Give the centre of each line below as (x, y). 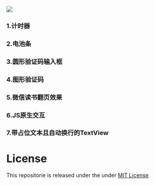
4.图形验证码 (25, 79)
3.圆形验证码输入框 (34, 61)
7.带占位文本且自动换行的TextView (57, 133)
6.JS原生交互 (26, 115)
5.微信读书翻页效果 (34, 97)
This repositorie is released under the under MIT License (77, 175)
